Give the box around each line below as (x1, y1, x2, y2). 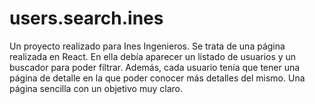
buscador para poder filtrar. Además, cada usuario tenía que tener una (9, 61, 301, 73)
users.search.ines (9, 7, 164, 30)
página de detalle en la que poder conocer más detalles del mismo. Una (9, 72, 306, 84)
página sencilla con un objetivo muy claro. (9, 82, 183, 94)
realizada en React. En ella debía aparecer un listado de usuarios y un (9, 50, 297, 62)
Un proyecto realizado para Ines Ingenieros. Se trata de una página (9, 40, 286, 52)
